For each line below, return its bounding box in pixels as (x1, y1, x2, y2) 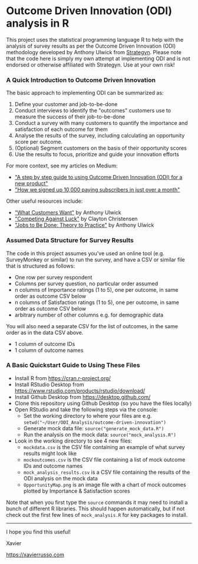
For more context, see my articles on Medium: (6, 162, 118, 169)
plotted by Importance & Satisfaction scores (23, 487, 131, 494)
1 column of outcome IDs (14, 340, 75, 347)
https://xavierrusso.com (6, 551, 65, 558)
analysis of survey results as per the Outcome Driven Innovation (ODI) (6, 42, 176, 50)
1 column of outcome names (14, 347, 84, 354)
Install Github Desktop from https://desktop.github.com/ (14, 393, 151, 400)
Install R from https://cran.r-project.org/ (14, 374, 111, 381)
